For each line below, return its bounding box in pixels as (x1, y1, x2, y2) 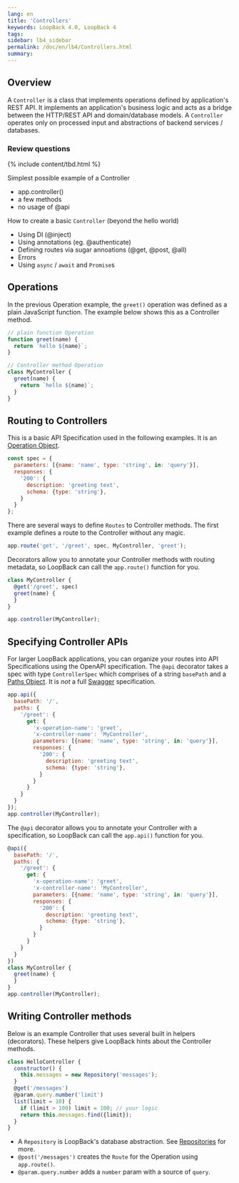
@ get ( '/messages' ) (14, 1085, 69, 1092)
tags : (7, 30, 24, 38)
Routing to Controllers (7, 414, 108, 426)
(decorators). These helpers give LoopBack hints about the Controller (7, 1037, 212, 1045)
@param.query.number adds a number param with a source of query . (17, 1167, 210, 1177)
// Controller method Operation (7, 362, 103, 369)
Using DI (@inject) (17, 230, 72, 239)
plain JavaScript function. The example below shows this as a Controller (7, 307, 220, 316)
